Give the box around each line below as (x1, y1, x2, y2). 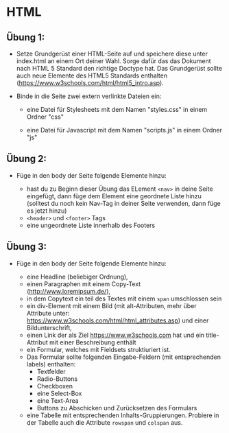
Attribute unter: (26, 309, 70, 317)
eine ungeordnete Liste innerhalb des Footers (26, 221, 156, 229)
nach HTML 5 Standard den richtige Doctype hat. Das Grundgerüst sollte (16, 65, 223, 72)
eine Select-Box (36, 389, 82, 397)
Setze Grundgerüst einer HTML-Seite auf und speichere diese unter (16, 49, 208, 58)
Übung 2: (6, 153, 47, 165)
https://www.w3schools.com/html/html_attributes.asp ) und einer (26, 316, 209, 325)
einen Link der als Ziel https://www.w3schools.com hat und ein (26, 331, 205, 339)
